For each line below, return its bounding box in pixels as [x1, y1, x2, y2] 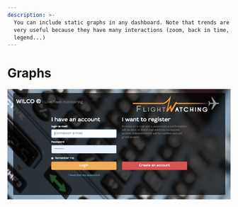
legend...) [13, 34, 46, 41]
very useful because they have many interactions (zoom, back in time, [13, 26, 230, 33]
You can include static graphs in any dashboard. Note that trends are [13, 18, 230, 26]
